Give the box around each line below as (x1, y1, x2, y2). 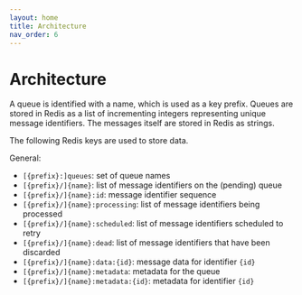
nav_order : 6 (9, 30, 59, 39)
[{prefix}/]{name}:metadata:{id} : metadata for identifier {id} (22, 276, 255, 287)
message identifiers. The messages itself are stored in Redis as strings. (9, 118, 275, 129)
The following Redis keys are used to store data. (9, 135, 189, 146)
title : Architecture (9, 22, 88, 31)
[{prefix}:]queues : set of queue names (22, 171, 171, 181)
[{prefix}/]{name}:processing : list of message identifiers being (22, 199, 260, 210)
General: (9, 152, 42, 163)
